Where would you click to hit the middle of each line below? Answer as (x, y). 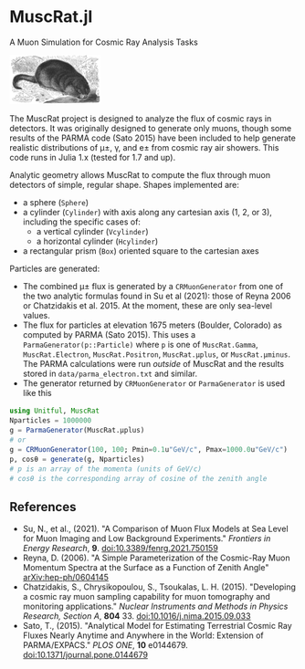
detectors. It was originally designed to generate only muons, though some (151, 129)
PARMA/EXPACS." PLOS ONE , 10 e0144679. (105, 645)
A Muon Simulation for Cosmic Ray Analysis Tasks (104, 42)
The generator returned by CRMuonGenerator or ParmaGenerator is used (154, 383)
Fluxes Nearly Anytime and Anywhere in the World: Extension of (143, 635)
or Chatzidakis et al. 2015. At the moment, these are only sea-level (147, 306)
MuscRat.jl (51, 17)
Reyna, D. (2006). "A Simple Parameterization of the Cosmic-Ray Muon (156, 558)
